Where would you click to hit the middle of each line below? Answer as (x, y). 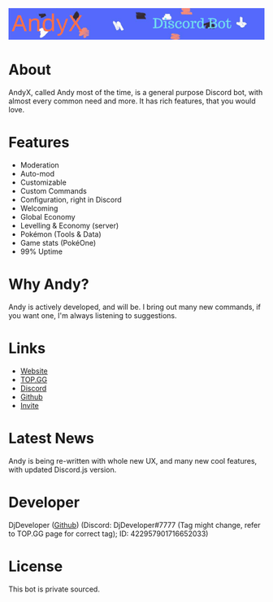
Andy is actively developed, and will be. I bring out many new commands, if (135, 307)
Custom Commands (53, 191)
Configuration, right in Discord (71, 200)
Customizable (43, 182)
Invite (29, 406)
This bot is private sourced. (54, 589)
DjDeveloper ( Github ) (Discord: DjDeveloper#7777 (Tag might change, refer (135, 525)
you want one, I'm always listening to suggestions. (93, 316)
